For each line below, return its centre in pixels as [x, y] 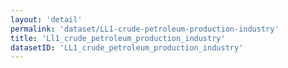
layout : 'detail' [46, 19]
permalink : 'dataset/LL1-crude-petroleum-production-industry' [145, 29]
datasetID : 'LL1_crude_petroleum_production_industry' [127, 47]
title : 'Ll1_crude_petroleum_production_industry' [118, 38]
